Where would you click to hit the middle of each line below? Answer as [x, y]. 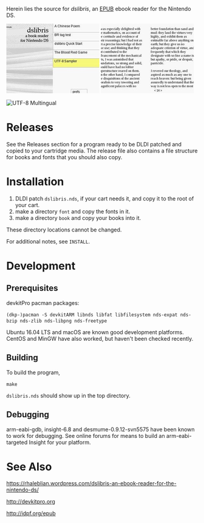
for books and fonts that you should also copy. [64, 157]
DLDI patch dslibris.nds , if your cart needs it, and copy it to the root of [104, 198]
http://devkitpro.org [31, 502]
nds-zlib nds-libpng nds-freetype [63, 321]
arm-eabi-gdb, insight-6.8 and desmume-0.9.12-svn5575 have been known [101, 429]
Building [22, 358]
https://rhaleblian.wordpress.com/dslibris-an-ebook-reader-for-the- [92, 484]
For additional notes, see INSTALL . [48, 241]
